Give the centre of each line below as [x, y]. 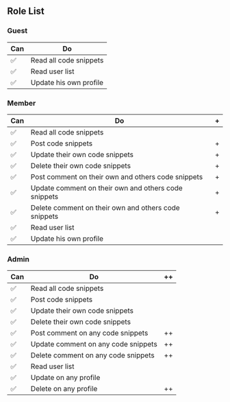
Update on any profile [65, 378]
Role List [26, 11]
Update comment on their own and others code [106, 188]
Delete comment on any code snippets [93, 355]
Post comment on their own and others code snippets [117, 176]
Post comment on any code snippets [89, 333]
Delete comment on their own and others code [105, 207]
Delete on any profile [64, 389]
